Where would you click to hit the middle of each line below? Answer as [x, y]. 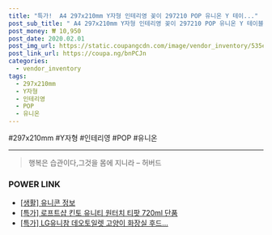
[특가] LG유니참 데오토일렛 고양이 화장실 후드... [94, 223]
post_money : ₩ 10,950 [45, 31]
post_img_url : [32, 46]
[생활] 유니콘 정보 [48, 203]
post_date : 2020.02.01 [47, 38]
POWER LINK [34, 184]
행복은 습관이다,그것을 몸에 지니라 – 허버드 [95, 162]
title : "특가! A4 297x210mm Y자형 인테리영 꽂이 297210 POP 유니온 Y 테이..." [134, 16]
